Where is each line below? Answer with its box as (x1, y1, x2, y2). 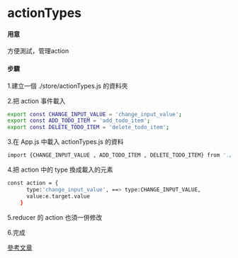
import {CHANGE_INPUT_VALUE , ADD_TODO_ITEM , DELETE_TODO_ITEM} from (7, 152, 220, 159)
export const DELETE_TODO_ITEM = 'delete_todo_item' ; (7, 124, 170, 131)
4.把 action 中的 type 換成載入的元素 (7, 165, 113, 174)
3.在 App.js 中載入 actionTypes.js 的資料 (7, 138, 124, 146)
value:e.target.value (25, 193, 91, 200)
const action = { (7, 179, 59, 187)
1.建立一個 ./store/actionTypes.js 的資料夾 (7, 82, 128, 90)
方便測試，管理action (7, 47, 69, 55)
